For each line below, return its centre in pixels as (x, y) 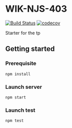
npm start (16, 97)
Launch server (24, 87)
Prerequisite (21, 63)
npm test (15, 121)
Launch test (20, 110)
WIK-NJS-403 (36, 9)
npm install (18, 74)
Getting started (30, 49)
